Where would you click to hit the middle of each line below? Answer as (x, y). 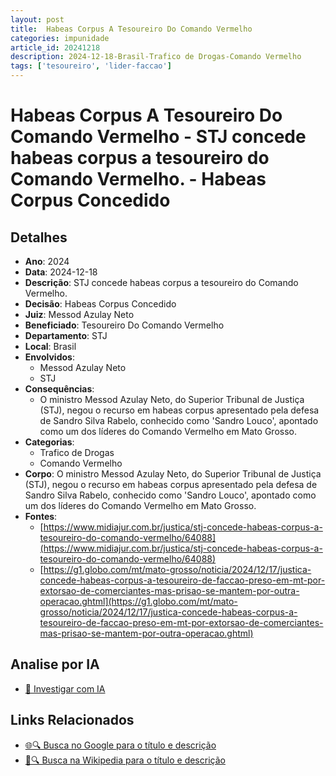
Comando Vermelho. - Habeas (138, 179)
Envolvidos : (49, 357)
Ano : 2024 (47, 261)
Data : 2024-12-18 (61, 272)
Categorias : (49, 442)
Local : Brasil (50, 346)
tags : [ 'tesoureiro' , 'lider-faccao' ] (91, 66)
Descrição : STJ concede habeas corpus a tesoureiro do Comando (161, 282)
